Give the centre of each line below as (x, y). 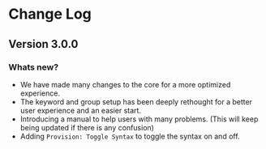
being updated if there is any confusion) (87, 127)
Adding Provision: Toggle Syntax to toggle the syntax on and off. (130, 136)
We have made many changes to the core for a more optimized (125, 84)
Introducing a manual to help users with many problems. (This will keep (139, 119)
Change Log (50, 14)
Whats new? (34, 67)
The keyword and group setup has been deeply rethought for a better (136, 101)
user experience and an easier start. (81, 110)
